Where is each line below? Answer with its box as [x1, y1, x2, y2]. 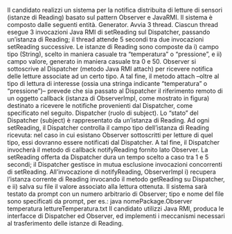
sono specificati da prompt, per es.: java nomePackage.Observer [7, 197, 193, 205]
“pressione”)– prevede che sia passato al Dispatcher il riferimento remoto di [7, 87, 223, 95]
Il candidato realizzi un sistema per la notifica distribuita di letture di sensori [7, 6, 223, 14]
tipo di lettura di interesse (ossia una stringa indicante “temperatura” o [7, 80, 208, 87]
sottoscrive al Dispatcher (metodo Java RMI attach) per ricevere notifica [7, 65, 213, 73]
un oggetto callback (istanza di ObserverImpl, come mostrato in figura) [7, 94, 210, 102]
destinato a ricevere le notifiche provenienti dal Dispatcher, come [7, 102, 193, 109]
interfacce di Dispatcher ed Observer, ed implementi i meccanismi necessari [7, 212, 225, 220]
